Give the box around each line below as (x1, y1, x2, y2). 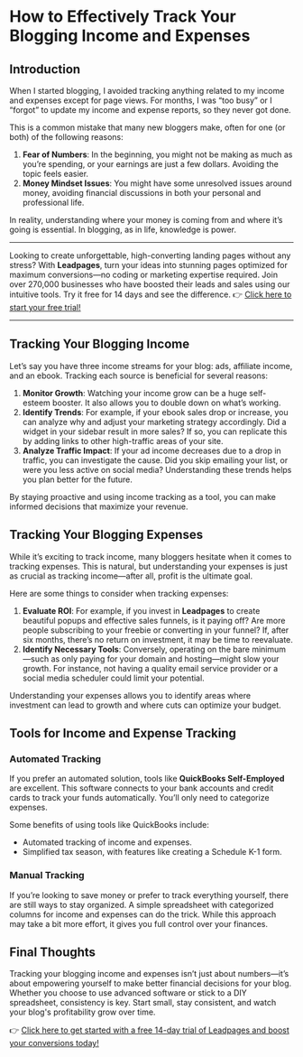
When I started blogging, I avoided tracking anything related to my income (9, 86, 285, 96)
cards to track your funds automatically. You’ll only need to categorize (9, 793, 270, 803)
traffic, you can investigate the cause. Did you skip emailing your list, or (22, 454, 289, 466)
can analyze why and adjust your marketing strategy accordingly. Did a (22, 416, 287, 427)
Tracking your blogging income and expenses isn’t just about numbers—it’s (9, 969, 289, 979)
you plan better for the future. (22, 474, 133, 485)
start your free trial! (9, 302, 81, 312)
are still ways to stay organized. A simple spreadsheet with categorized (9, 899, 274, 910)
